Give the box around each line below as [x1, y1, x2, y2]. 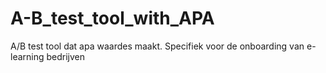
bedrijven [46, 50, 86, 62]
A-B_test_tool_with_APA [10, 7, 215, 30]
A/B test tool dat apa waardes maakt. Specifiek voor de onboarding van [10, 40, 305, 52]
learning [10, 50, 45, 62]
